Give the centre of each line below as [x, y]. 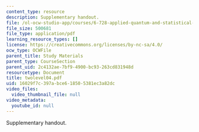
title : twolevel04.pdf [34, 78]
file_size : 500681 [29, 28]
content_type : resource [36, 12]
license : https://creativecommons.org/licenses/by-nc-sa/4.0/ [84, 45]
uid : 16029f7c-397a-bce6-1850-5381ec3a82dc [61, 84]
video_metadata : [26, 100]
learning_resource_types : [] [42, 39]
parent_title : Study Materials [45, 56]
